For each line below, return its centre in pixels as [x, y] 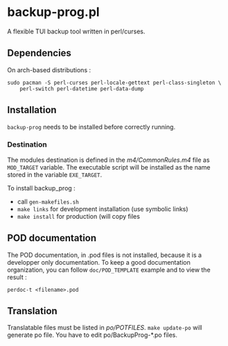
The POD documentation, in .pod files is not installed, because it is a [105, 255]
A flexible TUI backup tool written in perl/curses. [76, 31]
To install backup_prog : [42, 188]
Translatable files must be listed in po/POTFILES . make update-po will [105, 328]
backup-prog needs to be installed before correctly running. [91, 126]
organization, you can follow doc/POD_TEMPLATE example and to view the [109, 270]
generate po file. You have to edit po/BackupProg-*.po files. [93, 335]
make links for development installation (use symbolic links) [103, 208]
